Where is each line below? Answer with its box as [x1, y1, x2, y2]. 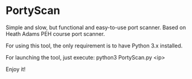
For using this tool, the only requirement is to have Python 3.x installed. [5, 42, 183, 49]
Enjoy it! [5, 65, 26, 73]
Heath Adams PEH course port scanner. [5, 30, 105, 37]
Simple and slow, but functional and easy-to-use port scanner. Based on [5, 24, 186, 31]
